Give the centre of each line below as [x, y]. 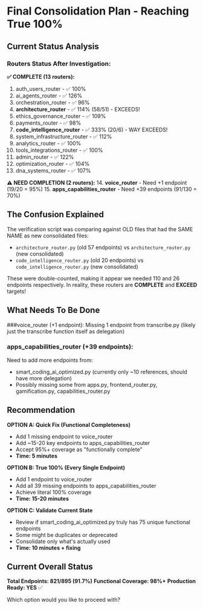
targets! [17, 291]
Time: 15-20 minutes [42, 498]
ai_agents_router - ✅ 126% [49, 96]
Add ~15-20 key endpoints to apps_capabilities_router [83, 443]
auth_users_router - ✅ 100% [51, 88]
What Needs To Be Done [53, 310]
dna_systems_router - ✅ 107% [53, 170]
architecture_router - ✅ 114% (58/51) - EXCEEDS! [78, 109]
